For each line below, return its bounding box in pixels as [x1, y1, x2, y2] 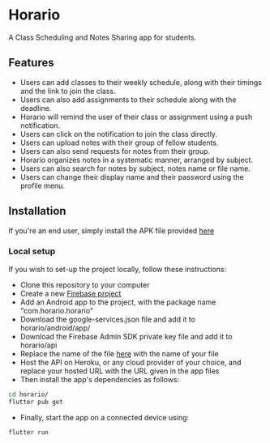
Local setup [8, 245, 56, 257]
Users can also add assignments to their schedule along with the [19, 95, 237, 104]
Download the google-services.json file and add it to [19, 314, 196, 324]
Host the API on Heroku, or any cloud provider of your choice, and [19, 357, 242, 367]
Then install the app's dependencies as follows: [19, 374, 180, 384]
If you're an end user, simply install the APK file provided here [8, 225, 215, 236]
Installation [8, 204, 66, 218]
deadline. [19, 103, 52, 113]
